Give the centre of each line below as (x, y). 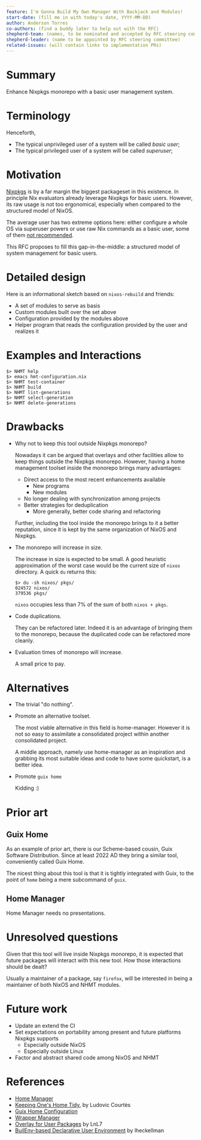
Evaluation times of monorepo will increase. (68, 652)
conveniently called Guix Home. (45, 862)
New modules (50, 492)
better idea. (29, 765)
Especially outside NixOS (54, 1045)
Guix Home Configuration (46, 1111)
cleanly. (25, 640)
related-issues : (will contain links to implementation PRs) (84, 46)
